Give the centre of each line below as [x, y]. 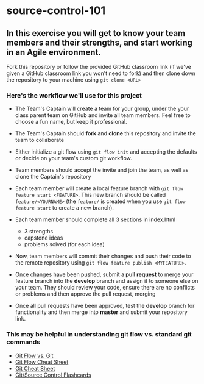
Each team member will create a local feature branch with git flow [99, 188]
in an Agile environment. [54, 52]
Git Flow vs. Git [34, 355]
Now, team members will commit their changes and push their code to [103, 256]
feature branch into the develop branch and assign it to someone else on [107, 281]
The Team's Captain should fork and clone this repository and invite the [105, 133]
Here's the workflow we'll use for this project [74, 95]
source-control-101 [56, 11]
